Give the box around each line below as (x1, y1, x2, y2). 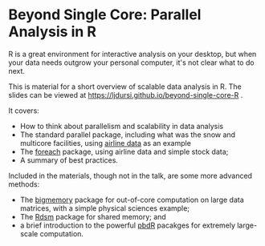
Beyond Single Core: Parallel (8, 6, 202, 24)
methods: (8, 179, 40, 189)
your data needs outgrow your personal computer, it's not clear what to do (8, 58, 255, 67)
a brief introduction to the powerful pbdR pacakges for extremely (19, 220, 235, 230)
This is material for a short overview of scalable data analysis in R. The (8, 82, 243, 91)
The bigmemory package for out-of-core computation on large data (19, 195, 245, 204)
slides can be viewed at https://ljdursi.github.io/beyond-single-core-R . (8, 90, 243, 99)
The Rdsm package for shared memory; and (19, 212, 166, 221)
